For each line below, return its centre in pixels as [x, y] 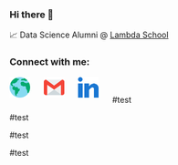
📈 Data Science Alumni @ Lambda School [89, 35]
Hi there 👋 [32, 15]
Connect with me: [50, 62]
